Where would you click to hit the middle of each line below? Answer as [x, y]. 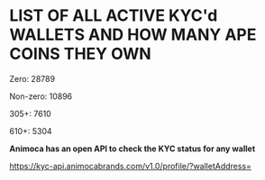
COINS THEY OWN [80, 54]
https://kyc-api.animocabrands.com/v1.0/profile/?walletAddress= [131, 166]
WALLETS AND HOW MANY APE [133, 35]
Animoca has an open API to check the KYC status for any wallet [132, 148]
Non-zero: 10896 [41, 96]
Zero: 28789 [32, 78]
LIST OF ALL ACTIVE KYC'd [114, 16]
